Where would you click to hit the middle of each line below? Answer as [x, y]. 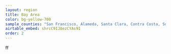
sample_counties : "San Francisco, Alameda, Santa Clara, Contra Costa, [83, 24]
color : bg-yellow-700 [28, 19]
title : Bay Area [22, 15]
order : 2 [15, 33]
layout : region [21, 10]
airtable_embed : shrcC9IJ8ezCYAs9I [43, 29]
